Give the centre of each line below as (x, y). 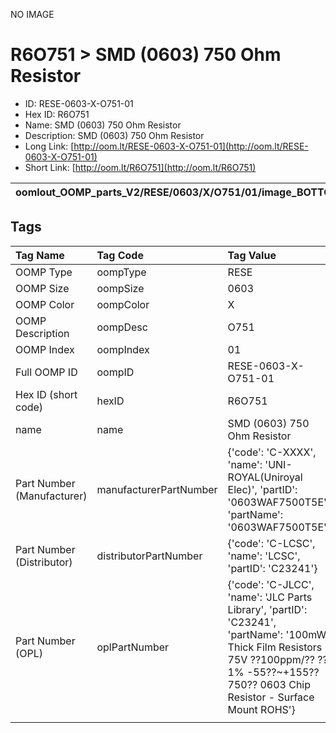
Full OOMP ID (46, 372)
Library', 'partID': (267, 609)
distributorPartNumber (149, 556)
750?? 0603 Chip (269, 684)
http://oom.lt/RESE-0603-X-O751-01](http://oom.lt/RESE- (191, 146)
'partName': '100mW (277, 634)
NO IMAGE (32, 14)
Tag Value (252, 255)
